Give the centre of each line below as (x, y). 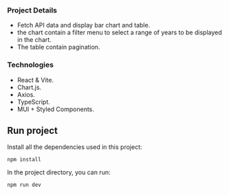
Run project (33, 130)
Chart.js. (29, 87)
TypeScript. (33, 102)
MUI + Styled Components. (56, 109)
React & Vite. (35, 80)
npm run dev (24, 185)
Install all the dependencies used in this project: (75, 147)
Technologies (30, 65)
